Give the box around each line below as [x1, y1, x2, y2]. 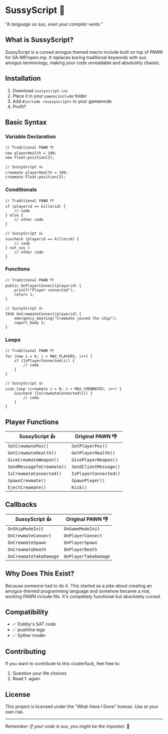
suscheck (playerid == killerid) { [5, 236, 79, 241]
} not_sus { [5, 245, 30, 250]
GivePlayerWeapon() [71, 457, 118, 463]
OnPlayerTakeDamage [63, 553, 110, 559]
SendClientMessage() [71, 464, 120, 470]
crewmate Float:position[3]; [5, 175, 66, 180]
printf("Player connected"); [14, 287, 75, 292]
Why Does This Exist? [5, 569, 74, 578]
